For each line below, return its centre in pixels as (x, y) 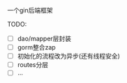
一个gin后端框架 (30, 10)
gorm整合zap (36, 47)
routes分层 (33, 65)
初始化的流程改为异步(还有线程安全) (68, 56)
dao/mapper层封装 (44, 38)
